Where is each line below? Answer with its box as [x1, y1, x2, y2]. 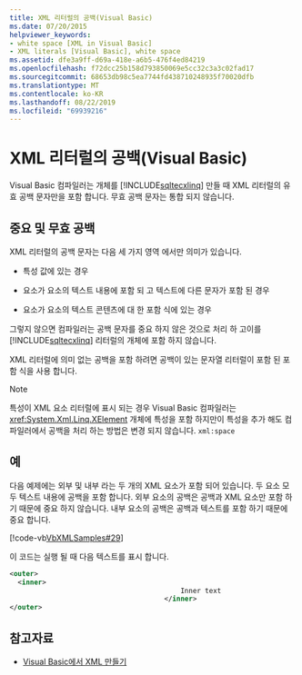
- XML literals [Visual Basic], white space [9, 47, 181, 56]
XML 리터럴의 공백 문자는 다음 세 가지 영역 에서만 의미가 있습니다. [9, 246, 243, 257]
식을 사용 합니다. [18, 365, 77, 376]
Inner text [180, 586, 222, 595]
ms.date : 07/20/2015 [9, 22, 88, 31]
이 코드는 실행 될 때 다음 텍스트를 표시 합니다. [9, 551, 170, 561]
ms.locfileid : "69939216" [9, 106, 107, 115]
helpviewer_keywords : [9, 30, 92, 39]
